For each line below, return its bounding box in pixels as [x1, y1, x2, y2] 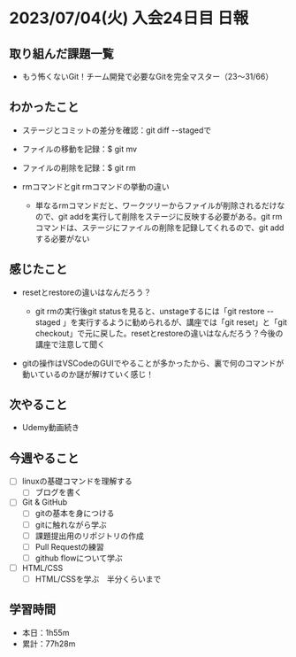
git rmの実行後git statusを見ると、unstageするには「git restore [34, 305, 265, 316]
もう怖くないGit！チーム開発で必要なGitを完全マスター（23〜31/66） [21, 72, 274, 81]
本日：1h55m [21, 627, 70, 638]
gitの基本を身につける [34, 508, 115, 519]
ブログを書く [34, 487, 82, 498]
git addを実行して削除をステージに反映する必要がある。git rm [58, 211, 283, 221]
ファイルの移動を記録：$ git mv [21, 143, 138, 154]
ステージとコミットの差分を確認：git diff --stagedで [21, 125, 212, 135]
